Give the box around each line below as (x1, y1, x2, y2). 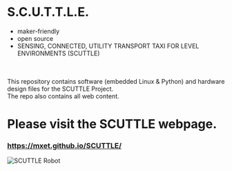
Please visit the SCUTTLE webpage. (7, 116, 217, 132)
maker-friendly (17, 27, 60, 35)
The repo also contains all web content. (7, 91, 119, 100)
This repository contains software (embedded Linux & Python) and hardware (7, 77, 225, 85)
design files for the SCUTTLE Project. (7, 84, 114, 93)
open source (17, 34, 54, 42)
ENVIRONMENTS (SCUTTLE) (17, 49, 100, 57)
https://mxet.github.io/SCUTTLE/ (7, 141, 122, 151)
